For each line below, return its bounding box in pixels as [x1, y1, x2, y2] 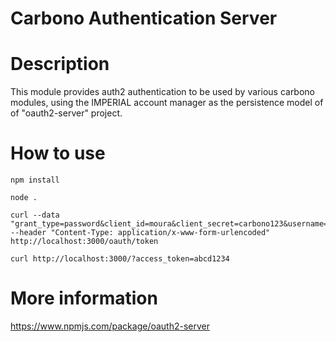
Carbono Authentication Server [10, 7, 278, 30]
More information [10, 287, 158, 310]
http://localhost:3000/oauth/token [10, 237, 159, 247]
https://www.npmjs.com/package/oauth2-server [10, 320, 210, 332]
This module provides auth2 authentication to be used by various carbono [10, 86, 315, 98]
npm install [10, 175, 60, 186]
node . [10, 193, 38, 203]
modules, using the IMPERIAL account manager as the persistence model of [10, 97, 324, 109]
